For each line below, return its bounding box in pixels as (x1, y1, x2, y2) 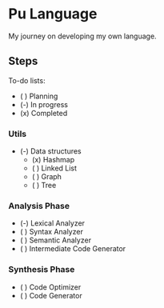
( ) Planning (19, 91, 58, 101)
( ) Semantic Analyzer (19, 235, 92, 245)
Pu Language (8, 5, 98, 23)
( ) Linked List (31, 163, 78, 173)
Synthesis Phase (8, 264, 75, 275)
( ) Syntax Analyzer (19, 227, 84, 237)
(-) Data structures (19, 146, 82, 156)
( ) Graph (31, 172, 62, 182)
